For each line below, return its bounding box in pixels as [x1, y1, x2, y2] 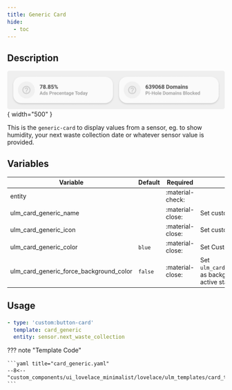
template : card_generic [13, 326, 81, 333]
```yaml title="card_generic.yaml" [7, 360, 110, 367]
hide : [7, 18, 23, 26]
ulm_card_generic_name [10, 209, 79, 217]
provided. [7, 138, 35, 146]
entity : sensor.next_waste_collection [13, 333, 126, 341]
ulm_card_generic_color [10, 242, 78, 251]
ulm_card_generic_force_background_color [10, 266, 133, 275]
